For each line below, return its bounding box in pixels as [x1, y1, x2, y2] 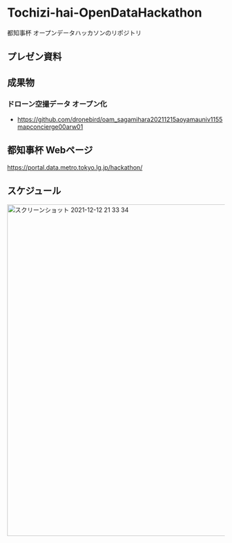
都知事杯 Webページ [7, 144, 93, 157]
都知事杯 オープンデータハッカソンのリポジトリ [7, 28, 142, 37]
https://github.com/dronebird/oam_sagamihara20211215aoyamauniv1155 [17, 116, 223, 124]
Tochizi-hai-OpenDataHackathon [7, 5, 202, 21]
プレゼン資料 [7, 51, 62, 63]
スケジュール [7, 185, 61, 197]
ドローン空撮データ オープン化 [7, 99, 108, 109]
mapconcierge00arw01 [17, 123, 84, 131]
